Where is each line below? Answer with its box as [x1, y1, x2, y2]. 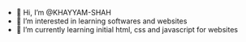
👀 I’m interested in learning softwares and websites [15, 16, 188, 26]
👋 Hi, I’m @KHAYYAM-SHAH [15, 8, 112, 17]
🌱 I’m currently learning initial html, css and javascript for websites [15, 25, 238, 34]
